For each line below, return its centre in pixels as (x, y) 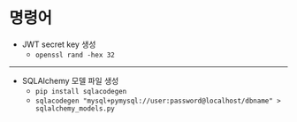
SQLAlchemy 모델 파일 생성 (70, 80)
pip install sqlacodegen (81, 91)
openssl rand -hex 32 (75, 55)
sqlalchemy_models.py (75, 108)
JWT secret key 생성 (59, 44)
